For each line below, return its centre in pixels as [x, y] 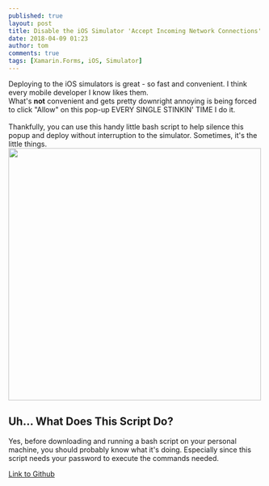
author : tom [28, 46]
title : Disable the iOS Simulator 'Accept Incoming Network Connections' [135, 31]
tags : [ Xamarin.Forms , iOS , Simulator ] [76, 61]
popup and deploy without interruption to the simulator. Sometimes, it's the [133, 135]
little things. [27, 144]
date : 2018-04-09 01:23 [48, 38]
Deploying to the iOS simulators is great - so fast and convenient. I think [128, 84]
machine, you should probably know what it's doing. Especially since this [130, 450]
